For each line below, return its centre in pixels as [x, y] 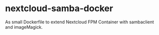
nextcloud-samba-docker [59, 9]
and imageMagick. [24, 27]
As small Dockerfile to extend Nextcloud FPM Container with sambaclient [79, 22]
